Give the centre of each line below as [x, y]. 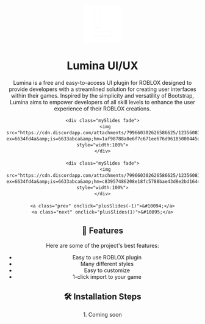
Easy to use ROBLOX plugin [107, 257]
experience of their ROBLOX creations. [103, 109]
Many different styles [107, 264]
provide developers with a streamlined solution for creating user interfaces [103, 89]
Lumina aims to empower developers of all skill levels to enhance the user [103, 102]
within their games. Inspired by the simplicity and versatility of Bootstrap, [103, 95]
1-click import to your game [107, 276]
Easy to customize [107, 270]
